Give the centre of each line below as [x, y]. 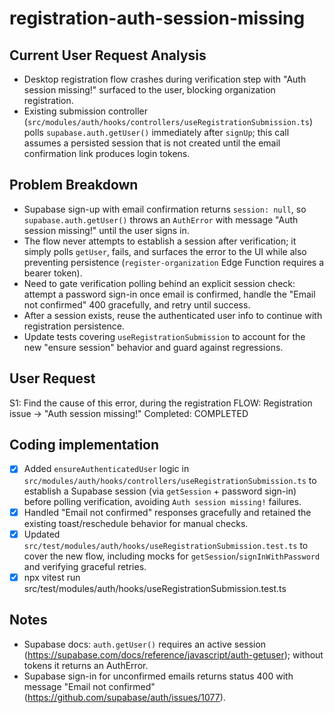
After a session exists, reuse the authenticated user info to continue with [173, 315]
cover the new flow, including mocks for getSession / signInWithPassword [172, 556]
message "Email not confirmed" [89, 686]
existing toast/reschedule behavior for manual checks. [136, 523]
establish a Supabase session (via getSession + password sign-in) [160, 491]
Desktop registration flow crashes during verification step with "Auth [165, 79]
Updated [42, 534]
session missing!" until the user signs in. [106, 230]
